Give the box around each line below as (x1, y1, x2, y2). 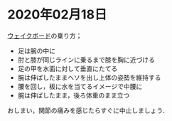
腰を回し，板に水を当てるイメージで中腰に (17, 82, 143, 90)
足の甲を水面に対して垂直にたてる (17, 64, 118, 73)
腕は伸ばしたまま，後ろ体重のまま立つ (17, 90, 130, 100)
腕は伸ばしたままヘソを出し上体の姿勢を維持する (17, 73, 161, 82)
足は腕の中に (17, 46, 55, 55)
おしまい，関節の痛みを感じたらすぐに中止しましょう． (7, 106, 169, 115)
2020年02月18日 (7, 6, 107, 23)
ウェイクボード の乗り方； (7, 31, 82, 40)
